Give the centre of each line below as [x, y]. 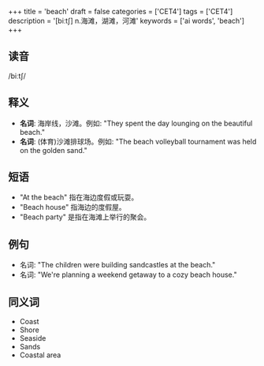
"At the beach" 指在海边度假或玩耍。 [79, 197]
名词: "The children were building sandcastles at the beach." [117, 265]
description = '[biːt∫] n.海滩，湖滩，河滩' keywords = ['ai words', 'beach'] [126, 21]
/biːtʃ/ [17, 76]
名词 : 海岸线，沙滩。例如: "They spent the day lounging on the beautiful [136, 123]
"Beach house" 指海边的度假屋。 [73, 207]
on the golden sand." [54, 150]
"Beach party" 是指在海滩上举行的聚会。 [85, 217]
